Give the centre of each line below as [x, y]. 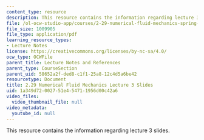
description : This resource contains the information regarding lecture [100, 18]
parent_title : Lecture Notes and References [63, 62]
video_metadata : [27, 108]
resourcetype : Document [36, 79]
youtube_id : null [34, 113]
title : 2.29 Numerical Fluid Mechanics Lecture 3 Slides [80, 85]
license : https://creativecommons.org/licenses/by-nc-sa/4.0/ [87, 52]
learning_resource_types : [39, 40]
